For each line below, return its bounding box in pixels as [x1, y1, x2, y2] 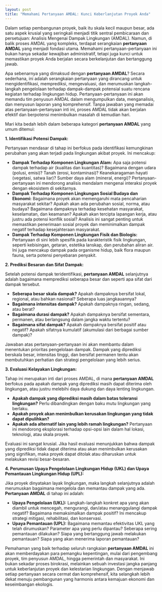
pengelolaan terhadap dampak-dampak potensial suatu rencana [21, 86, 150, 92]
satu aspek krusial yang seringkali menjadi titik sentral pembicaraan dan [5, 30, 149, 36]
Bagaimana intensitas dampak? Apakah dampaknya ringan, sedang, [12, 301, 150, 307]
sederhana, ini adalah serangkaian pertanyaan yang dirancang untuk [5, 76, 142, 81]
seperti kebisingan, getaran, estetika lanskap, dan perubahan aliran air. [12, 242, 154, 248]
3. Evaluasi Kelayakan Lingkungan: [5, 366, 77, 372]
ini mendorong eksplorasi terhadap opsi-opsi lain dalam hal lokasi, [12, 426, 145, 432]
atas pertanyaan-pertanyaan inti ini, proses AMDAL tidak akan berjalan [5, 106, 146, 112]
